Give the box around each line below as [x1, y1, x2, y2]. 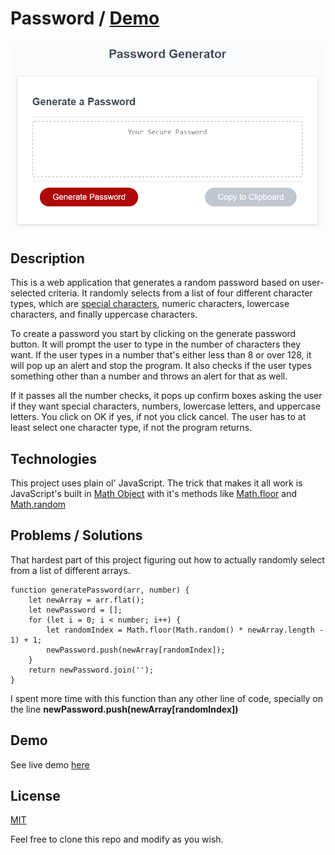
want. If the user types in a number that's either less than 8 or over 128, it [10, 349, 312, 361]
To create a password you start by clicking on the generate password [10, 328, 297, 340]
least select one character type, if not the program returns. [10, 422, 253, 434]
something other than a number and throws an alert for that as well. [10, 370, 288, 382]
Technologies [10, 450, 98, 467]
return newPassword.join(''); [28, 665, 155, 675]
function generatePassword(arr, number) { [10, 585, 190, 595]
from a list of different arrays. [10, 564, 131, 576]
